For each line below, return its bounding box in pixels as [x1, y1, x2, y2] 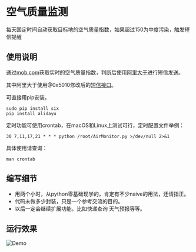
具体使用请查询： [6, 145, 48, 152]
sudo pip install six [6, 105, 59, 112]
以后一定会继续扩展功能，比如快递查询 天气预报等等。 [14, 205, 145, 212]
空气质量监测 [6, 5, 69, 19]
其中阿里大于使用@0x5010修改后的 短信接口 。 [6, 81, 117, 88]
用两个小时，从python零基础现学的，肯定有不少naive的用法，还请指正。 [14, 190, 190, 197]
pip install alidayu [6, 110, 57, 116]
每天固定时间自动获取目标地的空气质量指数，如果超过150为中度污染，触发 [6, 26, 185, 33]
